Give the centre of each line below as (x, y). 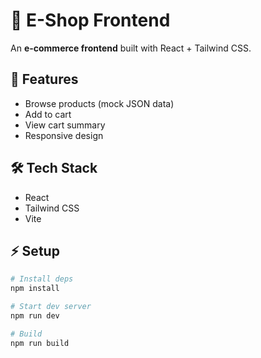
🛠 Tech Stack (54, 168)
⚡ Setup (35, 250)
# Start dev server (51, 307)
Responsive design (64, 135)
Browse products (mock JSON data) (99, 103)
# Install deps (42, 279)
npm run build (40, 343)
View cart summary (65, 125)
